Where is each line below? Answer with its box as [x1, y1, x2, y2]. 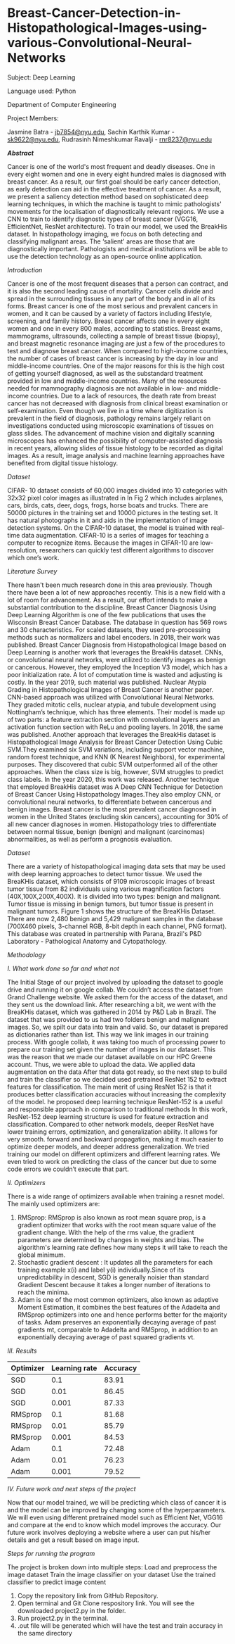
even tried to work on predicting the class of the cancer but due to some [7, 1157, 217, 1165]
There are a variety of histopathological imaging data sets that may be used [7, 862, 226, 871]
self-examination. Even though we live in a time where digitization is [7, 406, 203, 415]
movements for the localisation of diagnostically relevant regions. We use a [7, 207, 224, 215]
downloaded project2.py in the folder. [17, 1606, 126, 1614]
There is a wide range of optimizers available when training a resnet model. [7, 1191, 224, 1201]
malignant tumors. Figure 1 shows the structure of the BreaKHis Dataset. [7, 906, 216, 916]
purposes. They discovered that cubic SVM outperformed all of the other [7, 760, 218, 769]
